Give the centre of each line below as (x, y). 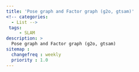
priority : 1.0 (30, 60)
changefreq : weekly (36, 55)
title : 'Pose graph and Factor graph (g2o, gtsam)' (70, 11)
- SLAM (27, 33)
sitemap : (18, 49)
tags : (15, 28)
